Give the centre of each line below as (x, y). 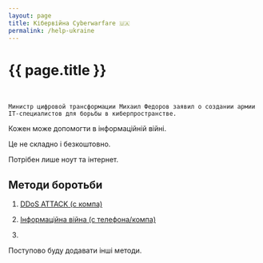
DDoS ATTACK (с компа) (61, 204)
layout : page (30, 16)
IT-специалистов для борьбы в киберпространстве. (93, 114)
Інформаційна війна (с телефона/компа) (88, 220)
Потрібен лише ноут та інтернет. (64, 160)
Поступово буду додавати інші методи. (75, 251)
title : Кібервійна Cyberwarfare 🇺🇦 (69, 23)
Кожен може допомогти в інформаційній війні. (87, 129)
